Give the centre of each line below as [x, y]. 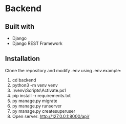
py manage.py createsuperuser [44, 111]
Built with [20, 27]
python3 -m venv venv [35, 85]
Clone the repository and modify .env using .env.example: [63, 70]
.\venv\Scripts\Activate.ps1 [39, 90]
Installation [22, 59]
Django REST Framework [37, 43]
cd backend [24, 80]
